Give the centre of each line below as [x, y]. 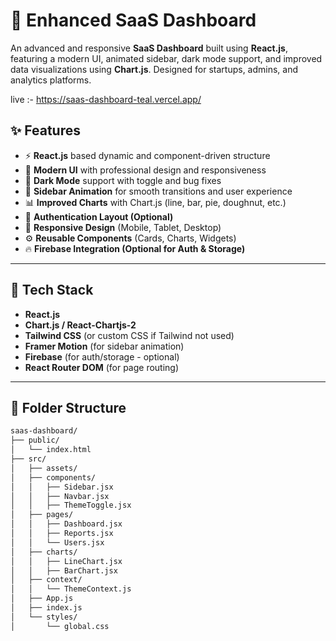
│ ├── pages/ [42, 515]
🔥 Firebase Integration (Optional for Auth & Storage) [135, 248]
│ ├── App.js [42, 599]
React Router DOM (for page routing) [102, 367]
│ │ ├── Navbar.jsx [60, 496]
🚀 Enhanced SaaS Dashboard [133, 20]
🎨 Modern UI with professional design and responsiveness [145, 170]
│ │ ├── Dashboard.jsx [66, 524]
